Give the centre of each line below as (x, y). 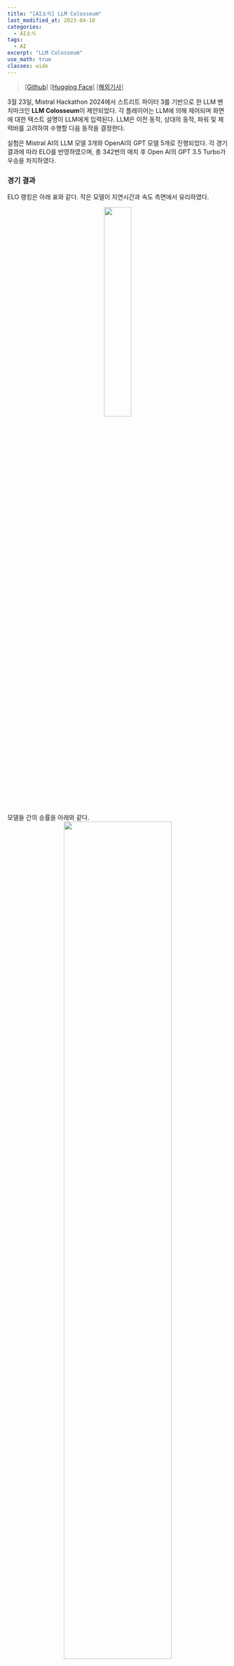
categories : (25, 27)
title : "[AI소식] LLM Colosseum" (55, 14)
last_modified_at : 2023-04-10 (51, 20)
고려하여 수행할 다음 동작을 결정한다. (75, 128)
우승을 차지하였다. (32, 160)
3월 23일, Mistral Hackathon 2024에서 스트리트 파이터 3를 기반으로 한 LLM (111, 102)
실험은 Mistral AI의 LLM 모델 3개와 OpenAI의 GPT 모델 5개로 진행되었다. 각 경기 (117, 143)
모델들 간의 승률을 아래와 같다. (48, 817)
